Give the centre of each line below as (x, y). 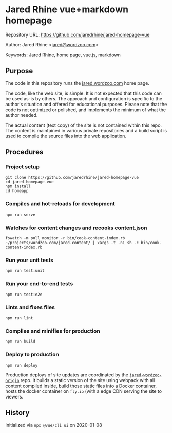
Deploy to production (32, 355)
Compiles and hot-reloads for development (60, 204)
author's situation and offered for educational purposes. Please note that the (86, 104)
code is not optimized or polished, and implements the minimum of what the (86, 110)
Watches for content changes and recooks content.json (76, 228)
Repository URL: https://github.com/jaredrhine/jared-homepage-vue (78, 34)
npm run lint (19, 318)
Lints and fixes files (30, 307)
